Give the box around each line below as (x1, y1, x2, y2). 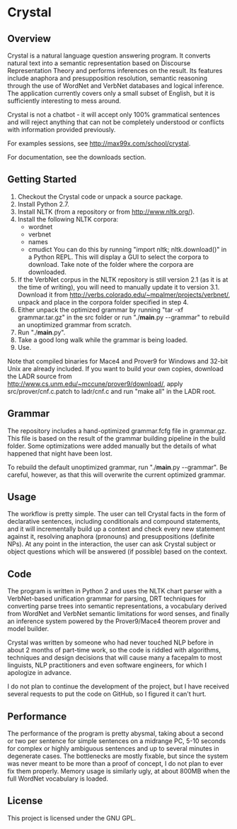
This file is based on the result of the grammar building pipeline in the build (7, 434, 226, 442)
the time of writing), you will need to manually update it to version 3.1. (17, 282, 220, 291)
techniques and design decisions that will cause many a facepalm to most (7, 654, 223, 662)
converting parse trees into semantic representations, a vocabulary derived (7, 602, 227, 610)
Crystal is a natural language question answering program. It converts (7, 51, 211, 60)
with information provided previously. (7, 126, 116, 133)
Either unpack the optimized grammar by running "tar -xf (17, 305, 184, 314)
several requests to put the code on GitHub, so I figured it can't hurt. (7, 690, 207, 698)
